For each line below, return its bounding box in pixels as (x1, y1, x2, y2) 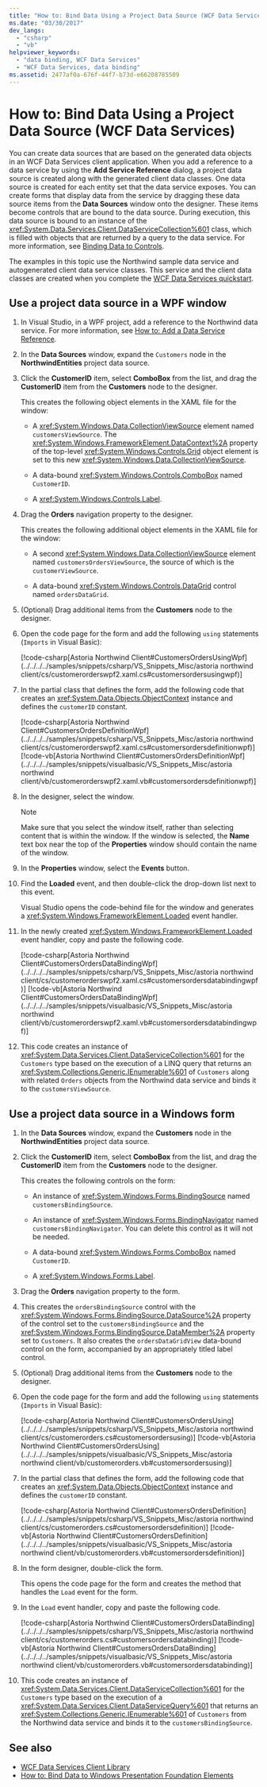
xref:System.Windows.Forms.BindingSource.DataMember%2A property (20, 1328, 256, 1337)
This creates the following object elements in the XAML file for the (20, 397, 237, 407)
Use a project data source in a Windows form (9, 1107, 235, 1121)
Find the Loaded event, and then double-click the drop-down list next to (20, 879, 257, 889)
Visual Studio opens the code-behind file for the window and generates (20, 903, 254, 913)
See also (9, 1741, 52, 1754)
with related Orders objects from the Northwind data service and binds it (20, 1076, 257, 1085)
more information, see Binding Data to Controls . (9, 241, 165, 250)
